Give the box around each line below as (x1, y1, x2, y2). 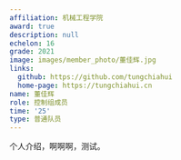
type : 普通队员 (9, 115, 62, 124)
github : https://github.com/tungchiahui (17, 73, 173, 82)
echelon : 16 (9, 38, 55, 48)
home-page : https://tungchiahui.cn (17, 81, 153, 90)
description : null (9, 30, 79, 39)
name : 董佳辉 (9, 89, 55, 98)
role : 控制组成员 (9, 97, 68, 107)
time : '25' (9, 106, 51, 115)
